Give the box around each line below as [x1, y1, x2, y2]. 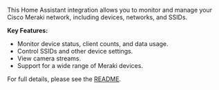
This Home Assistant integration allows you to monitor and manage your [7, 6, 213, 14]
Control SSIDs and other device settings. [17, 47, 133, 55]
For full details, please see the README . [7, 75, 122, 83]
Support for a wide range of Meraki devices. [17, 62, 144, 69]
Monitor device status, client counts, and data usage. [17, 40, 169, 47]
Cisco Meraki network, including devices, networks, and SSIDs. [7, 13, 188, 21]
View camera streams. [17, 54, 82, 63]
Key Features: [7, 27, 48, 34]
